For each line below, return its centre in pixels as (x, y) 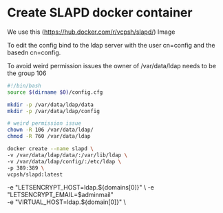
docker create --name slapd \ (51, 149)
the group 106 (27, 73)
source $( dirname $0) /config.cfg (55, 92)
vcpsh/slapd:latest (35, 174)
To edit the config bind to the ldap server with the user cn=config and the (111, 45)
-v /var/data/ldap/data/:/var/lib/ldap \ (67, 155)
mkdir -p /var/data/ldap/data (51, 105)
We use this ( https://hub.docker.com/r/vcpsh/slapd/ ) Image (91, 32)
